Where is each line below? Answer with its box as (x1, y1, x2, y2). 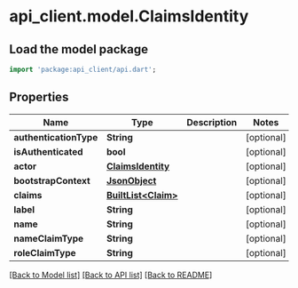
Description (186, 116, 238, 128)
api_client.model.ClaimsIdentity (9, 6, 249, 27)
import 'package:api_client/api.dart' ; (9, 65, 157, 74)
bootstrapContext (13, 174, 90, 187)
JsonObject (106, 174, 157, 187)
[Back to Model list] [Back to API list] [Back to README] (9, 269, 213, 280)
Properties (9, 90, 69, 105)
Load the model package (9, 42, 149, 57)
